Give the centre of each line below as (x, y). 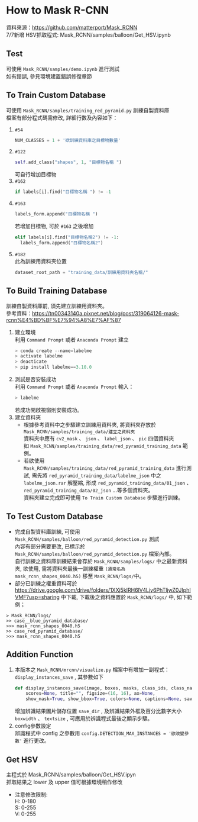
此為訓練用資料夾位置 (40, 261)
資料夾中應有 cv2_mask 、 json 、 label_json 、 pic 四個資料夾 (99, 438)
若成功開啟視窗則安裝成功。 (48, 410)
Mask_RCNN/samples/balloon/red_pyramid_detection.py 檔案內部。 (95, 553)
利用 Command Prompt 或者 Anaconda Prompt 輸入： (74, 386)
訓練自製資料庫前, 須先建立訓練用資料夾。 (57, 306)
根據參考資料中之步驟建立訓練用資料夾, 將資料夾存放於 (90, 424)
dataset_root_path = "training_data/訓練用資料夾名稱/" (81, 272)
